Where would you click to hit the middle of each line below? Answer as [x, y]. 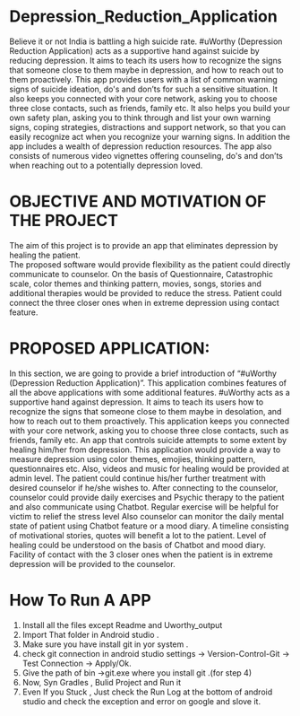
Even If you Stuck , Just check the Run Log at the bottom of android [147, 692]
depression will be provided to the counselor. [93, 563]
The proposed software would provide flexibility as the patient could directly [150, 264]
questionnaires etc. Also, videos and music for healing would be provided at [149, 468]
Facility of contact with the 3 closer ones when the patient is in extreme [141, 554]
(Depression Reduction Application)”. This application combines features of [148, 382]
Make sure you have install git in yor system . [105, 644]
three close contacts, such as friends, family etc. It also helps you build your [150, 108]
